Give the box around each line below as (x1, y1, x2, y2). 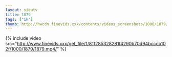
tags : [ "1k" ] (5, 17, 33, 22)
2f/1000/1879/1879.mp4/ (5, 46, 57, 52)
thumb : (5, 21, 19, 27)
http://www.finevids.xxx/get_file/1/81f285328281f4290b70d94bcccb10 (17, 41, 166, 47)
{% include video (5, 35, 42, 41)
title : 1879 (5, 12, 31, 17)
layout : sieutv (5, 7, 38, 13)
